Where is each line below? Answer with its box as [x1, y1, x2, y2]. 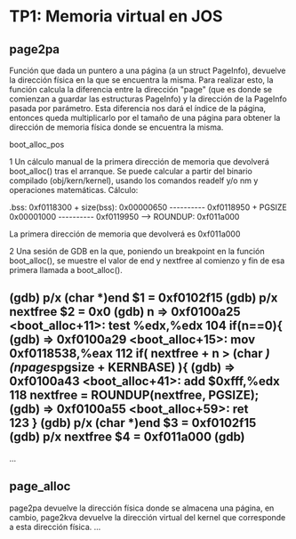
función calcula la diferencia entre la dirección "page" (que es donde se [9, 84, 273, 94]
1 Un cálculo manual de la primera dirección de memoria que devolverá [9, 157, 269, 166]
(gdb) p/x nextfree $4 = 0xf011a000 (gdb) [9, 430, 246, 445]
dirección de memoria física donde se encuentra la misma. [9, 122, 224, 133]
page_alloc [9, 479, 71, 495]
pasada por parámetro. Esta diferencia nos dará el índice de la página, [9, 103, 267, 113]
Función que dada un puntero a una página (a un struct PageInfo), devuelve [9, 65, 286, 76]
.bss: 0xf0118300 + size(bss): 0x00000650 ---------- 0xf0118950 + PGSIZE [9, 202, 287, 213]
